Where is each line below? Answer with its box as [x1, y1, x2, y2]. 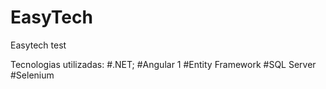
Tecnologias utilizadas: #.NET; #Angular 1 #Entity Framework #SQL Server [10, 58, 317, 70]
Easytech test [10, 39, 67, 51]
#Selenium [10, 69, 55, 81]
